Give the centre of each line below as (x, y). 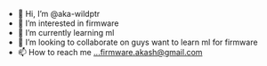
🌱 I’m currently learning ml (66, 33)
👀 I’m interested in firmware (68, 23)
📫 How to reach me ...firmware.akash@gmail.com (110, 52)
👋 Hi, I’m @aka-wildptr (59, 14)
